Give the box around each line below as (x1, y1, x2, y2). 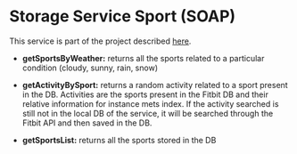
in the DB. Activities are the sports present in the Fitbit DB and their (21, 89, 269, 100)
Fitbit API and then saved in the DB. (21, 118, 153, 128)
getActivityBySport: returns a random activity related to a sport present (21, 79, 288, 90)
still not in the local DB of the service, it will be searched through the (21, 108, 274, 118)
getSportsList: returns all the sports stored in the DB (21, 134, 217, 145)
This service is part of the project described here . (9, 36, 192, 46)
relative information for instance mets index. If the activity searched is (21, 98, 279, 109)
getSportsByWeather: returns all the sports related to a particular (21, 53, 265, 63)
